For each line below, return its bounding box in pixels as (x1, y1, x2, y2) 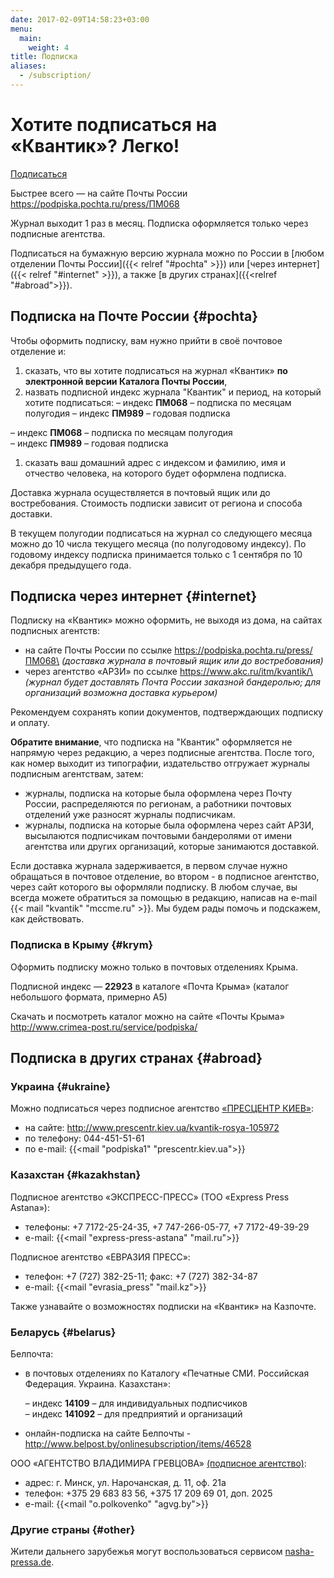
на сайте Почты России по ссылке (24, 644, 173, 656)
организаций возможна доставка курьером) (24, 687, 218, 699)
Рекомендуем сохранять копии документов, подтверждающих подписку (10, 706, 324, 718)
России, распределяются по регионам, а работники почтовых (24, 798, 292, 810)
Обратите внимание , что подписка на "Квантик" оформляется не (10, 736, 293, 748)
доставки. (10, 507, 53, 520)
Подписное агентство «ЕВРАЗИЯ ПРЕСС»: (10, 1251, 191, 1263)
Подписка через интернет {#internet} (10, 588, 258, 605)
